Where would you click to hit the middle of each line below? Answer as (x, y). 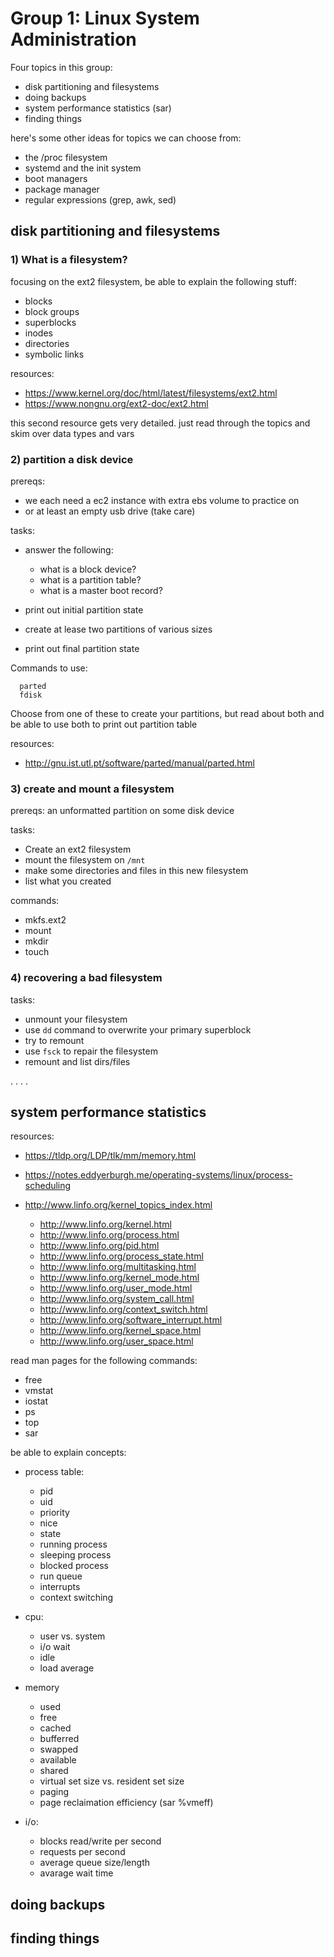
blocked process (74, 1566)
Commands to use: (49, 668)
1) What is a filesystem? (69, 260)
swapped (59, 1749)
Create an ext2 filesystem (78, 849)
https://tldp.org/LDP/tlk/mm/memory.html (110, 1156)
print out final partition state (82, 648)
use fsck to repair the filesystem (91, 1051)
